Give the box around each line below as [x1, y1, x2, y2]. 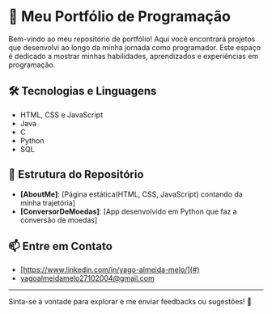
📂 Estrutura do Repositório [8, 168, 144, 181]
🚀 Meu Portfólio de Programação [8, 7, 231, 26]
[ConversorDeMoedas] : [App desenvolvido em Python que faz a [19, 206, 237, 216]
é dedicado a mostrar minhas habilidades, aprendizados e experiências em [8, 51, 259, 61]
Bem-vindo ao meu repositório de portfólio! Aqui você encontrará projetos [8, 34, 256, 44]
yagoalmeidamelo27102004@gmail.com [19, 274, 155, 283]
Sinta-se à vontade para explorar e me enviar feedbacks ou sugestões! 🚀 [8, 297, 253, 307]
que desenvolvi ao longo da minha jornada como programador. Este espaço [8, 42, 261, 52]
